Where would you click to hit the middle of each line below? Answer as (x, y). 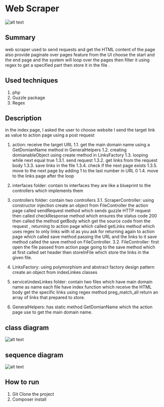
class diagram (27, 328)
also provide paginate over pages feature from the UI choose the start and (80, 54)
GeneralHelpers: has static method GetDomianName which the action (82, 307)
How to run (22, 382)
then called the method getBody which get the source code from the (81, 221)
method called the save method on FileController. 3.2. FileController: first (85, 242)
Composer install (29, 399)
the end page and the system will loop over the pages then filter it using (78, 60)
